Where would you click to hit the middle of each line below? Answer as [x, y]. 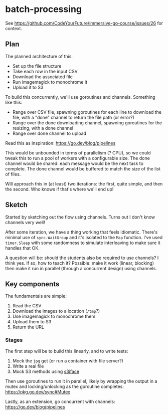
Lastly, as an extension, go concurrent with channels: [60, 401]
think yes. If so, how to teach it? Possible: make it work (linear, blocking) [80, 263]
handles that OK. [23, 248]
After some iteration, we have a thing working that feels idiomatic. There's [81, 232]
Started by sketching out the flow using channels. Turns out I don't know [80, 217]
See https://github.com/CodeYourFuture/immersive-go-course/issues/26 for [84, 23]
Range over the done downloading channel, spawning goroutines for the [87, 123]
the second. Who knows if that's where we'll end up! [59, 189]
